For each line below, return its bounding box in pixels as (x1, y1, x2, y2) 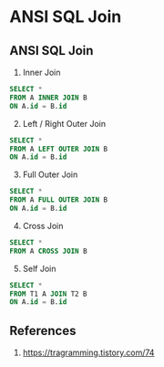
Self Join (22, 263, 56, 274)
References (9, 322, 77, 339)
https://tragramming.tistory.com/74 (22, 347, 155, 358)
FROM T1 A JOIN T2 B (9, 289, 88, 299)
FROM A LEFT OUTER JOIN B (9, 144, 108, 153)
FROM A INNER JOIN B (9, 93, 88, 102)
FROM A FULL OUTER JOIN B (9, 195, 108, 204)
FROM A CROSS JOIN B (9, 246, 88, 256)
